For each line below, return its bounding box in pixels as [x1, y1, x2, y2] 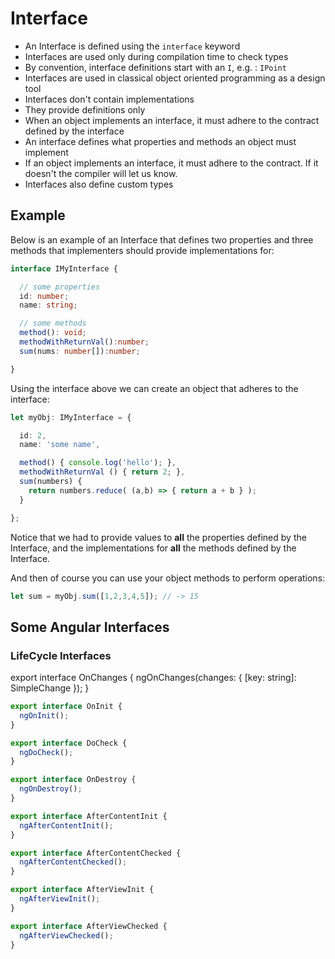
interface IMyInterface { [10, 263, 118, 274]
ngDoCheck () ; [19, 747, 74, 757]
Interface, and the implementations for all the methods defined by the [10, 542, 297, 554]
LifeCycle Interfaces [10, 648, 112, 662]
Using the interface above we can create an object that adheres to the [10, 382, 299, 394]
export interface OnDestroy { [10, 775, 137, 785]
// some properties [19, 282, 101, 292]
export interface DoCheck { [10, 738, 128, 748]
